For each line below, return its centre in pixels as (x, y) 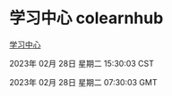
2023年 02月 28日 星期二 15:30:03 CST (82, 63)
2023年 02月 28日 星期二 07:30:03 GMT (83, 82)
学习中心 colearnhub (86, 18)
